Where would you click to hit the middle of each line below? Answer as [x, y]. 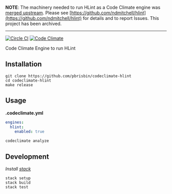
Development [27, 156]
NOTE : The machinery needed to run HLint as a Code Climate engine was [83, 7]
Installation [24, 64]
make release [19, 85]
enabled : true [29, 132]
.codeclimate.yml [24, 113]
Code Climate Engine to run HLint [40, 48]
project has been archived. [34, 23]
